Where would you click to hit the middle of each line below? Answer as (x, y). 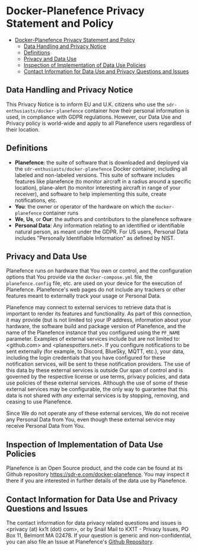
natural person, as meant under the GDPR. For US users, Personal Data (101, 232)
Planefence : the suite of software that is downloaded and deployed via (101, 162)
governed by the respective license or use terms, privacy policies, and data (98, 377)
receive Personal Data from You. (46, 426)
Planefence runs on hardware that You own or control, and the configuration (99, 271)
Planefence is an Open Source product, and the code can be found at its (94, 468)
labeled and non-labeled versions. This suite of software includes (95, 175)
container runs (61, 213)
